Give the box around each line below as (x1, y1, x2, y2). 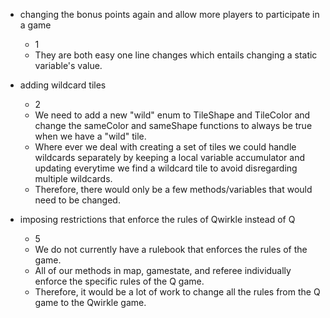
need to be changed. (34, 194, 121, 206)
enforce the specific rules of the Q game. (34, 275, 205, 287)
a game (19, 19, 52, 31)
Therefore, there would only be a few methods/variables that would (34, 184, 313, 195)
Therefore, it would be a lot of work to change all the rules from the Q (34, 286, 321, 298)
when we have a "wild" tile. (34, 130, 147, 142)
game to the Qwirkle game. (34, 297, 147, 308)
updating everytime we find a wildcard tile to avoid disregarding (34, 162, 298, 174)
